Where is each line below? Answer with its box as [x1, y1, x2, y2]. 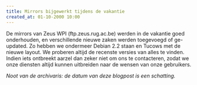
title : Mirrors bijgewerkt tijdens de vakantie [6, 8, 125, 15]
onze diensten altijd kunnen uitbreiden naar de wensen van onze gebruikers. [6, 61, 192, 68]
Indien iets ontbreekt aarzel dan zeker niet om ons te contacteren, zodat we [6, 55, 189, 62]
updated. [6, 42, 28, 49]
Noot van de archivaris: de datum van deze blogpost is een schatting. [6, 72, 176, 79]
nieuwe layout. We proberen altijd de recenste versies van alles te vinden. [6, 48, 185, 55]
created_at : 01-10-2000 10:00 [6, 14, 81, 20]
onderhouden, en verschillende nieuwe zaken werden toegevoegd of [6, 36, 173, 43]
